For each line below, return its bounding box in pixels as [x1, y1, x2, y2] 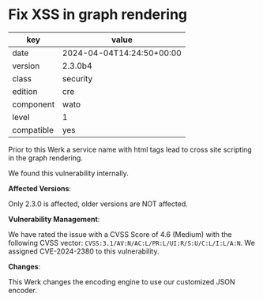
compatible [12, 124, 54, 135]
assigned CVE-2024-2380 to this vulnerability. [8, 246, 160, 256]
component [12, 99, 55, 110]
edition [12, 85, 38, 96]
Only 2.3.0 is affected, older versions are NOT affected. [8, 199, 188, 209]
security [62, 73, 93, 84]
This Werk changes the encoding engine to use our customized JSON [8, 277, 235, 286]
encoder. [8, 285, 37, 295]
